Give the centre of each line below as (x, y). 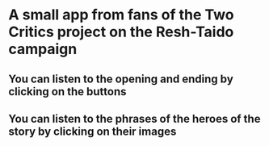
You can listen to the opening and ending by (121, 79)
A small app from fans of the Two (121, 15)
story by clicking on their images (92, 131)
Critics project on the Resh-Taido (121, 32)
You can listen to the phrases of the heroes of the (134, 119)
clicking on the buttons (67, 92)
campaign (43, 49)
